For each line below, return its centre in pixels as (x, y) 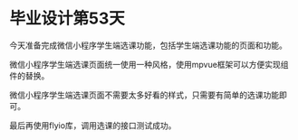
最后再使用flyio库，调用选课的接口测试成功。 (93, 125)
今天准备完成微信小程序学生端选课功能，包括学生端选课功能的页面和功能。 (148, 45)
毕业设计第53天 (67, 19)
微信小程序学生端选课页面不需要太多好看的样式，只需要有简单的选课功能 (144, 95)
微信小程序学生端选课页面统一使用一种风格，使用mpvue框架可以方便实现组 (149, 64)
